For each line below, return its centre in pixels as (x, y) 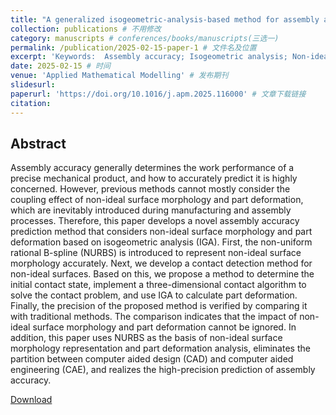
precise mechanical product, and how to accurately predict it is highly (154, 178)
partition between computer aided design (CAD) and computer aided (152, 359)
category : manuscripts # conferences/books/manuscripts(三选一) (145, 38)
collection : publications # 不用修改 (86, 29)
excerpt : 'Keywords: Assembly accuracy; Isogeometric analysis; (149, 57)
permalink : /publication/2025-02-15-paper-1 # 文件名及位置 (133, 47)
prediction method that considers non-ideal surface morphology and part (161, 232)
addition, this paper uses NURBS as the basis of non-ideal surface (146, 338)
